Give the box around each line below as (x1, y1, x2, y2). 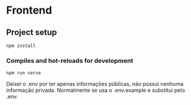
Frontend (6, 4, 52, 17)
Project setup (6, 27, 58, 37)
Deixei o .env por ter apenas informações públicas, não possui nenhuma (6, 81, 184, 88)
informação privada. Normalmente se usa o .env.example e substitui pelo (6, 87, 186, 94)
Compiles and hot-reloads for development (6, 56, 134, 65)
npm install (6, 43, 36, 49)
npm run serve (6, 70, 42, 76)
